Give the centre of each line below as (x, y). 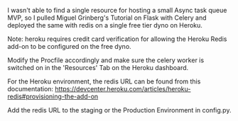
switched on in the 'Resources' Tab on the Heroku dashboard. (98, 68)
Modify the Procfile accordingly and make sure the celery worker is (106, 60)
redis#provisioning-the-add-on (53, 96)
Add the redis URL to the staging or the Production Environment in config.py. (119, 110)
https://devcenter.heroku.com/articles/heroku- (123, 89)
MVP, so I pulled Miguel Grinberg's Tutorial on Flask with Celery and (107, 18)
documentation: (31, 89)
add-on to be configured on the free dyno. (69, 46)
